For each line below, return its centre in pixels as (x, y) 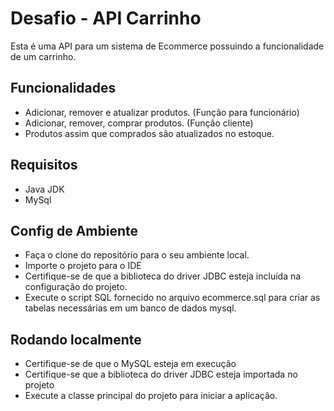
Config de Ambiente (74, 230)
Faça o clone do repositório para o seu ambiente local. (137, 255)
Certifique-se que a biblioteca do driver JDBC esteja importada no (161, 374)
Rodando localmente (76, 339)
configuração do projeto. (76, 287)
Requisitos (44, 165)
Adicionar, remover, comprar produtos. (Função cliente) (139, 123)
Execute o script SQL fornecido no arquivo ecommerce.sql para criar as (172, 298)
